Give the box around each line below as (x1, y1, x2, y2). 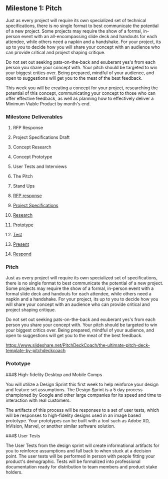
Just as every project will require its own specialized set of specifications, (5, 275, 158, 281)
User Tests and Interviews (12, 164, 67, 170)
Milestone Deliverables (5, 113, 63, 120)
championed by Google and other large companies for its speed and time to (5, 392, 161, 398)
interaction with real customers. (5, 397, 71, 403)
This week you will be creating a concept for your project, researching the (5, 85, 158, 91)
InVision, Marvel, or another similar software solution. (5, 423, 115, 429)
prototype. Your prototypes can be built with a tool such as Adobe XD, (5, 417, 150, 423)
